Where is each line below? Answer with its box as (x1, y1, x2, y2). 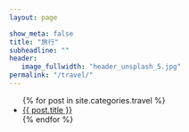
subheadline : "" (9, 45, 70, 54)
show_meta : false (9, 29, 74, 38)
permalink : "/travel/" (9, 70, 94, 80)
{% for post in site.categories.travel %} (21, 95, 166, 105)
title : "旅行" (9, 37, 60, 46)
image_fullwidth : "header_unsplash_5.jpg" (21, 62, 181, 71)
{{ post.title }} (21, 104, 73, 115)
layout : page (9, 12, 58, 22)
